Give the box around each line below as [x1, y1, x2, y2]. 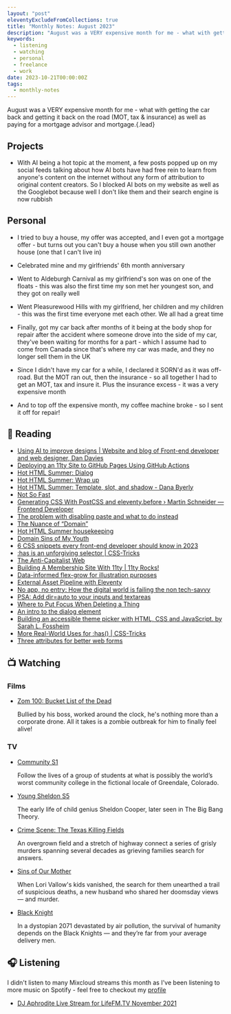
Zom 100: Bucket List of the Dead [16, 697, 112, 705]
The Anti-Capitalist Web [16, 556, 85, 564]
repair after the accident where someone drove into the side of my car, [16, 330, 218, 338]
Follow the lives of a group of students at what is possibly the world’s [16, 771, 213, 779]
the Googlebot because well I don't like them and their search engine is [16, 187, 219, 196]
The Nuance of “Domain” [16, 519, 89, 528]
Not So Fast [16, 490, 51, 499]
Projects [7, 140, 44, 152]
